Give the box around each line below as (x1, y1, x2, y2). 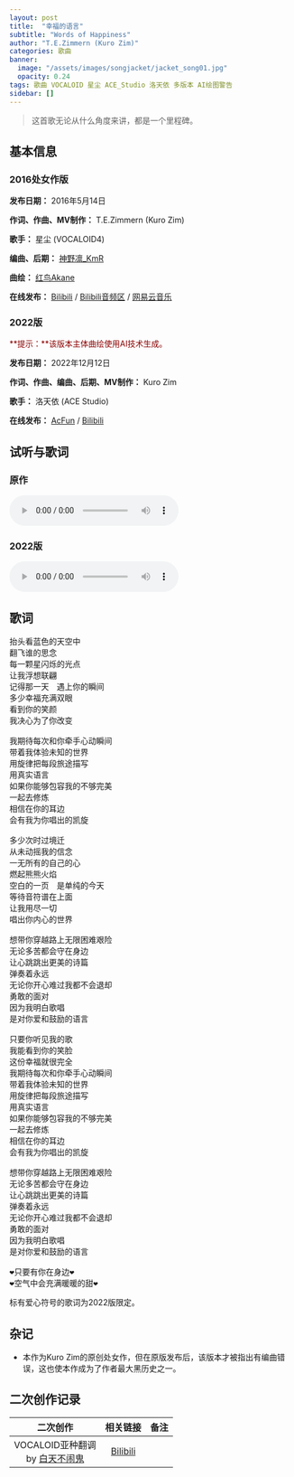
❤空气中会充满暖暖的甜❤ (9, 1278, 98, 1289)
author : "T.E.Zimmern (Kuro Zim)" (9, 38, 140, 48)
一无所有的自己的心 (9, 858, 81, 869)
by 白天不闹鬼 (25, 1452, 85, 1464)
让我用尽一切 (9, 903, 57, 914)
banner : (9, 55, 39, 64)
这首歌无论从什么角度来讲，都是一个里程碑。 (31, 115, 198, 126)
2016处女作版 (9, 173, 69, 185)
